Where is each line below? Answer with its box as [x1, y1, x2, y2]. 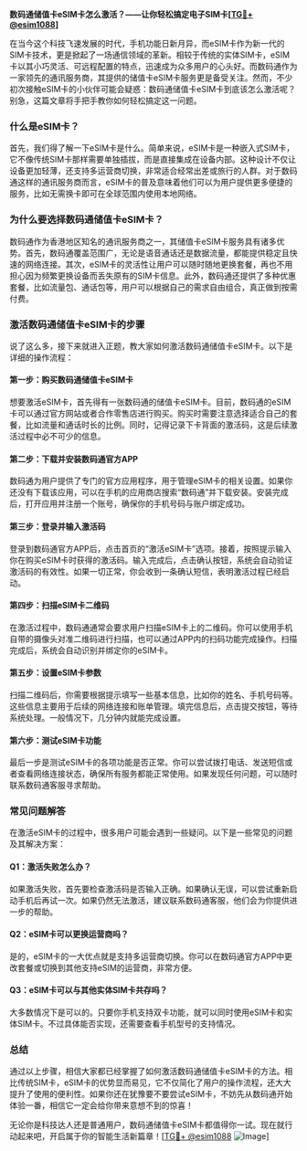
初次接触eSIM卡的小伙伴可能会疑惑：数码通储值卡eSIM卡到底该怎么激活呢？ [9, 84, 297, 94]
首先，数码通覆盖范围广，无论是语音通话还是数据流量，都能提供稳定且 [25, 247, 290, 259]
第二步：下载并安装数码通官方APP [9, 453, 139, 464]
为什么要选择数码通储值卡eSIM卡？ [9, 214, 164, 227]
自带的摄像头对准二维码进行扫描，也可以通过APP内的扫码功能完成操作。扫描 [9, 633, 298, 644]
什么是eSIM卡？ [9, 120, 80, 132]
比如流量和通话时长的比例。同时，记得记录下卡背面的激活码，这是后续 [25, 419, 290, 430]
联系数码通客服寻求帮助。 [9, 780, 106, 791]
